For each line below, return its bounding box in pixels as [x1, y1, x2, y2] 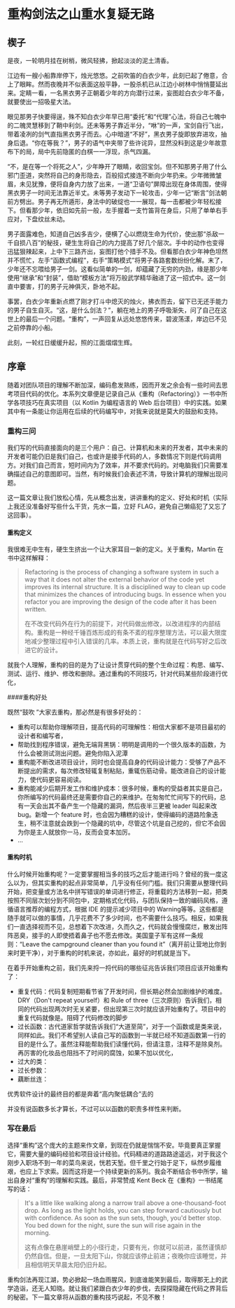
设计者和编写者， [17, 731, 67, 740]
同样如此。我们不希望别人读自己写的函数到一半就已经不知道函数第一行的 [17, 1031, 226, 1039]
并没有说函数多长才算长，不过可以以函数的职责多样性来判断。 [7, 1104, 185, 1113]
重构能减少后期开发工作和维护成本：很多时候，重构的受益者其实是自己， [17, 784, 226, 792]
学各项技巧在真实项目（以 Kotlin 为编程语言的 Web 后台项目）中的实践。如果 [7, 398, 227, 406]
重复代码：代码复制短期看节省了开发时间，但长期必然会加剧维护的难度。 [17, 987, 226, 996]
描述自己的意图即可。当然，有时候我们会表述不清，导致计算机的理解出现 [13, 470, 222, 479]
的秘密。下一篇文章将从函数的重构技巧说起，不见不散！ [7, 1293, 166, 1301]
